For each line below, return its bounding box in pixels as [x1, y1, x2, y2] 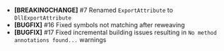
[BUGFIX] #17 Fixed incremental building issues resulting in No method [13, 28, 217, 36]
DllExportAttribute [13, 15, 72, 22]
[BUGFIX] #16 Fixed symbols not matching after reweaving [13, 21, 185, 29]
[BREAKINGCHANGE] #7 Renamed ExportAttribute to [13, 6, 173, 14]
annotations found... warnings [13, 36, 107, 44]
